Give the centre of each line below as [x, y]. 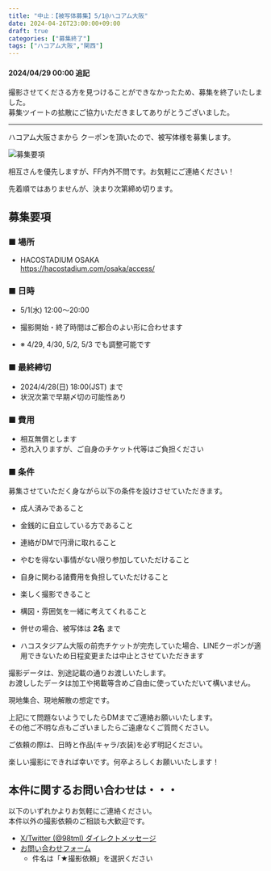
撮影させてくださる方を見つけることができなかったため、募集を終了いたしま [135, 92]
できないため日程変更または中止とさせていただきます [115, 656]
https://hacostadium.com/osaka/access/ [88, 268]
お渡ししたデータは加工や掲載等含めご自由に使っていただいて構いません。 [132, 683]
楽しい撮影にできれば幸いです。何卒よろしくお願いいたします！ [114, 762]
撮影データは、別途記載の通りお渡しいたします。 [90, 673]
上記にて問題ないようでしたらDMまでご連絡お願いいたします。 [113, 717]
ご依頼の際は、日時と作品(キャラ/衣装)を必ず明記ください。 [108, 745]
